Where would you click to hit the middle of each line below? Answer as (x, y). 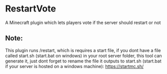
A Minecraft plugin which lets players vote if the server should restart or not (83, 22)
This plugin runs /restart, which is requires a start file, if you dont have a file (83, 50)
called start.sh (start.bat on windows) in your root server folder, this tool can (84, 55)
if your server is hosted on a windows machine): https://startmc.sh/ (74, 66)
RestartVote (31, 9)
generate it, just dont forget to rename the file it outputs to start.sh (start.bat (83, 61)
